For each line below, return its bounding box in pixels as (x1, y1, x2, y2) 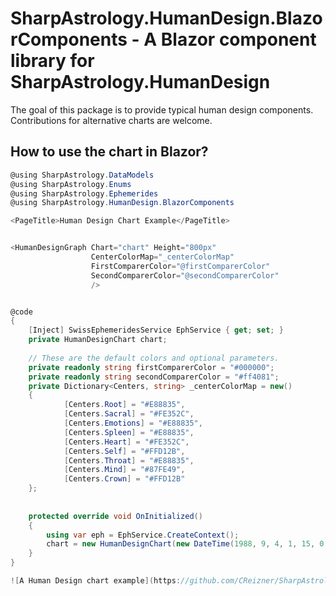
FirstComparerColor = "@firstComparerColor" (90, 261, 271, 271)
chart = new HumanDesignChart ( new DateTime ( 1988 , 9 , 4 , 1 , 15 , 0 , (46, 539, 329, 549)
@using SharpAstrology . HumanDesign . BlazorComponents (10, 198, 235, 208)
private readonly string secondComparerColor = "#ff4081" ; (28, 372, 280, 382)
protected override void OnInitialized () (28, 511, 203, 521)
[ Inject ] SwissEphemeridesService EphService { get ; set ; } (28, 325, 284, 336)
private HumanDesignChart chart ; (28, 335, 168, 345)
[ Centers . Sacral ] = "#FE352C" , (63, 409, 195, 419)
